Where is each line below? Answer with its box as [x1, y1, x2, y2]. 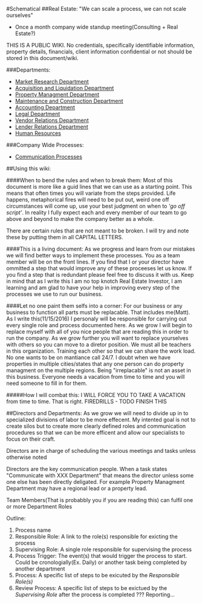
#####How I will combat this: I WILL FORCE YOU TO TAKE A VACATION [6, 392, 186, 398]
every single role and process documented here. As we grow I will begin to [6, 322, 192, 328]
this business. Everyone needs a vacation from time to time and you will [6, 373, 185, 380]
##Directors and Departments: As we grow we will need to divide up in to [6, 410, 189, 416]
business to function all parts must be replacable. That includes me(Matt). [6, 309, 191, 316]
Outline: [6, 515, 26, 521]
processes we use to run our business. [6, 291, 103, 297]
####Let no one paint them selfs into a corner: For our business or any [6, 302, 183, 309]
